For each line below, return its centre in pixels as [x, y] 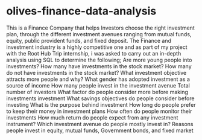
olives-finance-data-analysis [81, 11]
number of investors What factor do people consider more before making [97, 92]
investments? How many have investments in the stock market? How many [99, 66]
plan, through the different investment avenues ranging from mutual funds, [99, 34]
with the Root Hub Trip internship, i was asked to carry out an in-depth [94, 53]
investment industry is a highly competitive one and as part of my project [97, 47]
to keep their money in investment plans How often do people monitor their [99, 111]
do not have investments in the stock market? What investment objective [96, 72]
